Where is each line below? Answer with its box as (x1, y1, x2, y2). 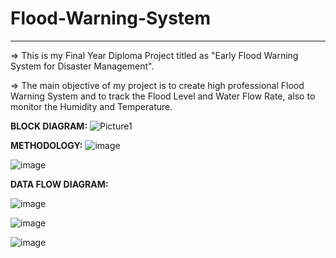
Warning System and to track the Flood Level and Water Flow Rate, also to (10, 90, 316, 102)
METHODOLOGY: (10, 139, 83, 151)
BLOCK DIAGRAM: (10, 120, 88, 132)
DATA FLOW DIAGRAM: (10, 178, 109, 190)
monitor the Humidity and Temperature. (10, 100, 173, 112)
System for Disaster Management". (10, 60, 155, 72)
